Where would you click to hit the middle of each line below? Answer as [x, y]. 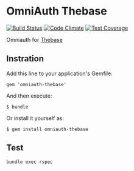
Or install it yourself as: [35, 118]
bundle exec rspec [30, 162]
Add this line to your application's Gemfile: [59, 73]
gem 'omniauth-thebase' [37, 84]
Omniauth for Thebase [34, 39]
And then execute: [29, 96]
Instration [25, 59]
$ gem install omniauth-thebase [47, 129]
